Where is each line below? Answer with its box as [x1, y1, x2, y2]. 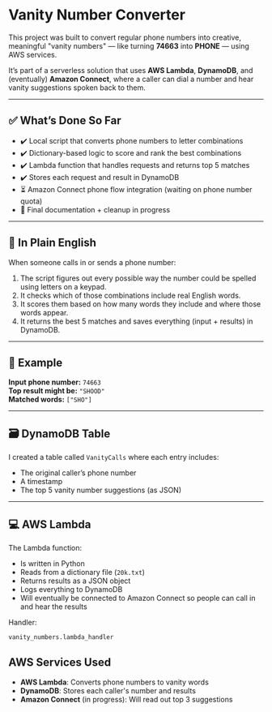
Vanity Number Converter [8, 6, 186, 24]
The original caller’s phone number [19, 468, 137, 478]
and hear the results [19, 602, 87, 611]
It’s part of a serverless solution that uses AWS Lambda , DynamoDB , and [8, 65, 253, 75]
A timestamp [19, 477, 63, 487]
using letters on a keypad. [19, 281, 107, 291]
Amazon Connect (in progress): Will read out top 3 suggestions [19, 694, 233, 704]
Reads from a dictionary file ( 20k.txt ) [19, 568, 146, 577]
